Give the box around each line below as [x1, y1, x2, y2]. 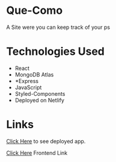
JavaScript [14, 84, 42, 91]
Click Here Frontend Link [6, 149, 68, 157]
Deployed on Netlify [14, 96, 65, 104]
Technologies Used [6, 45, 105, 58]
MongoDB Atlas [14, 70, 54, 78]
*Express [14, 77, 39, 84]
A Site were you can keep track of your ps [6, 23, 110, 31]
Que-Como [6, 4, 63, 17]
